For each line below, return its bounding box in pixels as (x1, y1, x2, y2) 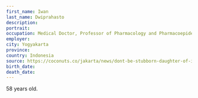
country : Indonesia (6, 53, 54, 58)
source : (6, 58, 25, 64)
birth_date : (6, 63, 35, 70)
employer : (6, 36, 31, 42)
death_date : (6, 69, 35, 75)
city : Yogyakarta (6, 42, 49, 48)
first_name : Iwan (6, 8, 49, 15)
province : (6, 47, 31, 53)
